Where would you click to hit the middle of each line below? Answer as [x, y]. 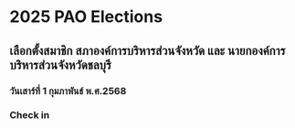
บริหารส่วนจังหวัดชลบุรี [60, 64]
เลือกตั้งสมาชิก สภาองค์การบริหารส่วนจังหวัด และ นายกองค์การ [147, 51]
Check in [30, 115]
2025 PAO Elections [86, 17]
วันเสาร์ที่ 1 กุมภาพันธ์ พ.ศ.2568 [68, 91]
